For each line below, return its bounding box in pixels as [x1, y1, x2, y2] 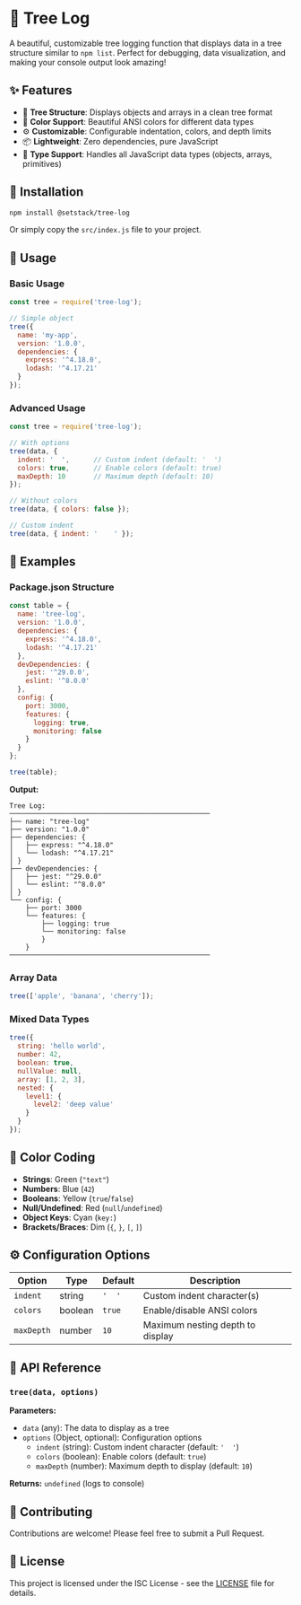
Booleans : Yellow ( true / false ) [21, 1193, 134, 1204]
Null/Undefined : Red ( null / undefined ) [21, 1202, 163, 1213]
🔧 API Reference [9, 1360, 101, 1375]
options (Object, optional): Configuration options [21, 1432, 202, 1443]
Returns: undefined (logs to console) [9, 1478, 145, 1489]
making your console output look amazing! [9, 57, 167, 67]
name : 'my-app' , [17, 330, 78, 339]
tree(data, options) [9, 1387, 99, 1397]
